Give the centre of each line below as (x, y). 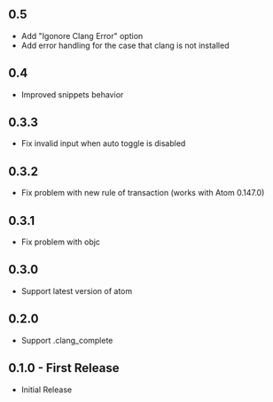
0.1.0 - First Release (64, 368)
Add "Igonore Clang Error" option (82, 35)
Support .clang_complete (67, 340)
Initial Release (47, 390)
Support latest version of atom (77, 290)
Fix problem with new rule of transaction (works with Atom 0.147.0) (143, 193)
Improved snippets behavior (72, 94)
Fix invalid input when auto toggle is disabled (103, 143)
